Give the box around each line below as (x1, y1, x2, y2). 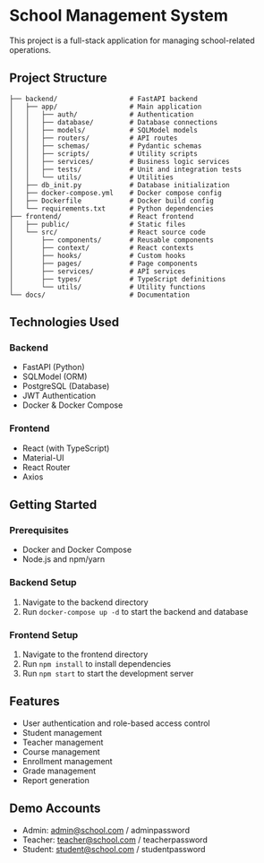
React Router (21, 462, 71, 472)
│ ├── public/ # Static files (9, 220, 186, 229)
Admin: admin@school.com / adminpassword (21, 824, 191, 835)
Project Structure (9, 71, 107, 86)
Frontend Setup (9, 628, 79, 641)
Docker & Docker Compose (21, 400, 123, 410)
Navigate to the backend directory (21, 597, 149, 608)
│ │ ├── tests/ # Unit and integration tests (9, 165, 243, 174)
